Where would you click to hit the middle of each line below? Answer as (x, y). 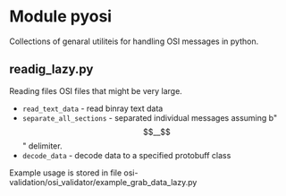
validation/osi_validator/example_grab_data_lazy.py (103, 182)
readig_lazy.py (51, 69)
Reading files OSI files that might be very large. (96, 90)
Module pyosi (61, 17)
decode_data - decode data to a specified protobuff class (126, 155)
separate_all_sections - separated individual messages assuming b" (150, 117)
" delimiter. (42, 146)
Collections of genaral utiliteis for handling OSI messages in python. (134, 41)
